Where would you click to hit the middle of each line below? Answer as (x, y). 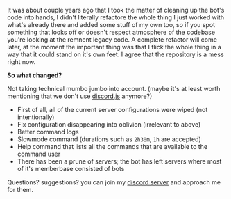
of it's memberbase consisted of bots (71, 169)
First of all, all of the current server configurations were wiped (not (112, 110)
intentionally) (36, 117)
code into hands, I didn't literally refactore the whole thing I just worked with (115, 17)
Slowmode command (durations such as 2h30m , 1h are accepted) (109, 139)
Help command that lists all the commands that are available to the (112, 146)
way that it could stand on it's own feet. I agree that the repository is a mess (115, 54)
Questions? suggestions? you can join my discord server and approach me (114, 182)
